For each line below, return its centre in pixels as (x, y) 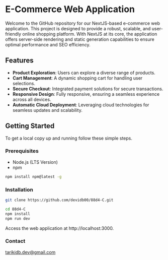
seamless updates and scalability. (48, 110)
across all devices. (32, 99)
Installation (19, 189)
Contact (15, 241)
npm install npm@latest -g (33, 177)
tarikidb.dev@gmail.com (30, 252)
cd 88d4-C (16, 209)
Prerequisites (22, 151)
